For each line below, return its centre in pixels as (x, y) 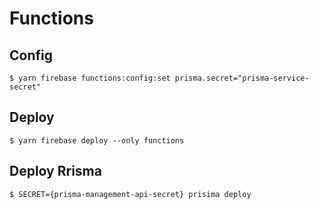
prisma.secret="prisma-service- (242, 78)
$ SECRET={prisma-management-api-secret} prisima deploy (130, 194)
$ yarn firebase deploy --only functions (97, 140)
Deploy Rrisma (55, 171)
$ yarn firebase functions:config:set (90, 78)
